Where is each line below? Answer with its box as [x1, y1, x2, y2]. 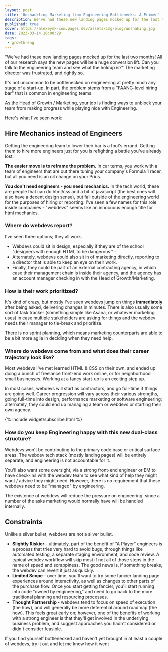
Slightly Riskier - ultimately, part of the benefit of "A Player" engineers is [12, 541, 163, 547]
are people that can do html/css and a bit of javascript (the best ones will [5, 188, 155, 194]
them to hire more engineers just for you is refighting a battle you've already [5, 148, 162, 154]
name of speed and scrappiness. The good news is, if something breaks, [12, 562, 163, 568]
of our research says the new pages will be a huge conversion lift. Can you [5, 59, 159, 65]
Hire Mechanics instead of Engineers [5, 129, 122, 138]
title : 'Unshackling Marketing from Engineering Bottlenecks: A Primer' [5, 12, 160, 17]
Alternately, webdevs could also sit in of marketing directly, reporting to [12, 254, 160, 260]
